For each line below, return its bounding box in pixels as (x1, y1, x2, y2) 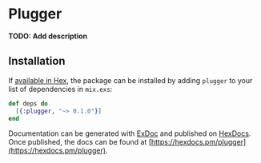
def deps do (8, 99, 48, 108)
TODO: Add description (8, 31, 88, 41)
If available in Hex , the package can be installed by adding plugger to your (8, 75, 253, 85)
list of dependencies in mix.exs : (8, 84, 113, 93)
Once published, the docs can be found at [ (8, 137, 152, 147)
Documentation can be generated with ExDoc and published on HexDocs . (8, 129, 251, 138)
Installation (8, 54, 66, 68)
